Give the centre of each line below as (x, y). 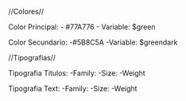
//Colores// (26, 12)
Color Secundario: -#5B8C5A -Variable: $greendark (93, 42)
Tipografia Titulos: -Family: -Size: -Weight (77, 73)
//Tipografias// (32, 58)
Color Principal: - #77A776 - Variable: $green (82, 27)
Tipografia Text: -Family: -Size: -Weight (73, 88)
